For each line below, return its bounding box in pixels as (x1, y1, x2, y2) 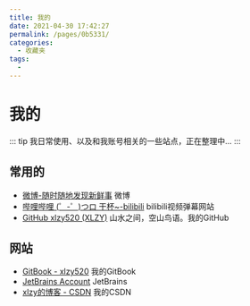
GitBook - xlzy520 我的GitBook (21, 266, 137, 277)
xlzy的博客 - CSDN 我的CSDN (21, 287, 132, 298)
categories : (9, 38, 54, 47)
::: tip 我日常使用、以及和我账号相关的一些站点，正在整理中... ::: (9, 135, 241, 146)
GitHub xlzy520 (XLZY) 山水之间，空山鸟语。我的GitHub (21, 212, 229, 223)
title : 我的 (9, 13, 51, 22)
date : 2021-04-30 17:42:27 (9, 21, 110, 30)
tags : (9, 55, 29, 64)
